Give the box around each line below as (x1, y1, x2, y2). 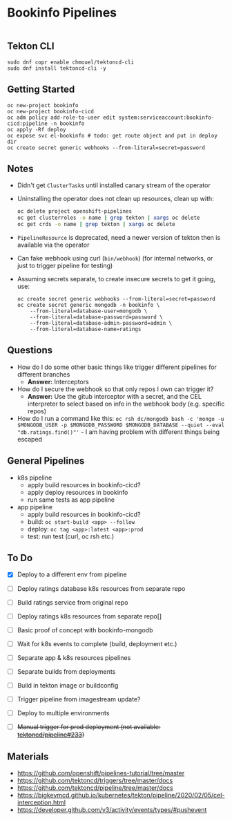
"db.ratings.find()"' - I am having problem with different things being (17, 427, 220, 436)
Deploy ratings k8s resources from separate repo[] (17, 612, 162, 620)
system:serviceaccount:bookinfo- (118, 114, 215, 121)
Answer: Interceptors (27, 377, 89, 386)
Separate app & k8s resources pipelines (17, 653, 131, 661)
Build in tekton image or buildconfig (17, 681, 119, 689)
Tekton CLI (7, 40, 55, 53)
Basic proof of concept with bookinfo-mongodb (17, 625, 153, 634)
